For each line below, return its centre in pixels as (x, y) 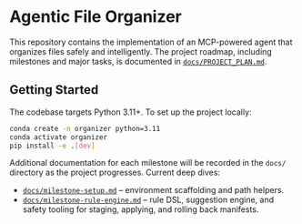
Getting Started (54, 90)
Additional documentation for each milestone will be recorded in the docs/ (148, 163)
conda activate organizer (58, 137)
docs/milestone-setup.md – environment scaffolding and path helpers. (153, 190)
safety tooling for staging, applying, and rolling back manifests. (141, 209)
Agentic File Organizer (96, 17)
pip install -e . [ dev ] (52, 146)
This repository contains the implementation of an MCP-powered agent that (151, 42)
